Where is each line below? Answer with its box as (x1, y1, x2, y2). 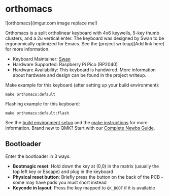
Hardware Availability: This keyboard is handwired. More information (12, 67, 156, 73)
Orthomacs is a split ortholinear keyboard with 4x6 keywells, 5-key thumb (5, 30, 160, 36)
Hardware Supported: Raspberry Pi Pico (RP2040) (12, 61, 118, 67)
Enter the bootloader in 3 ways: (5, 153, 71, 159)
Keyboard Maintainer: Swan (12, 55, 71, 62)
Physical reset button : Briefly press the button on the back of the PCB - (12, 174, 163, 180)
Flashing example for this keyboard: (5, 100, 80, 107)
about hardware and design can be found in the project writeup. (12, 72, 147, 78)
